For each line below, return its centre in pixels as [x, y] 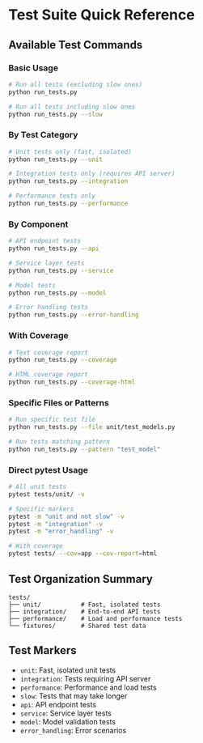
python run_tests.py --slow [56, 114]
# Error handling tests [49, 308]
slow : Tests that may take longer [74, 696]
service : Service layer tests [66, 713]
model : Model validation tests [68, 721]
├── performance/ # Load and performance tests [95, 618]
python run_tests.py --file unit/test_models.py [92, 427]
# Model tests [32, 285]
